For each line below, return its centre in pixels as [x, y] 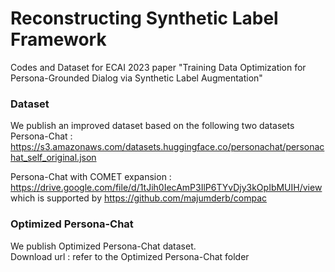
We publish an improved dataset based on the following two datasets [152, 126]
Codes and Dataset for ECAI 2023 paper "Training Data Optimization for [158, 67]
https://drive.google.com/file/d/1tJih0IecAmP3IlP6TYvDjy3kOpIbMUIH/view [166, 188]
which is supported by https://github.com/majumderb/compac [139, 198]
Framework [58, 39]
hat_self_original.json [53, 158]
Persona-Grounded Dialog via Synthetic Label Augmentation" [136, 78]
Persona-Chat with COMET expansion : [91, 177]
